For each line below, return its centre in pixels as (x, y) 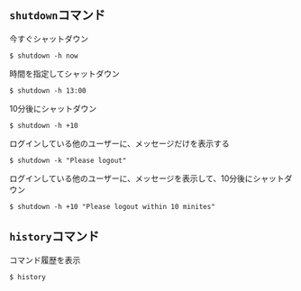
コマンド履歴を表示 (45, 259)
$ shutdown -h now (44, 56)
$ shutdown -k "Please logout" (68, 160)
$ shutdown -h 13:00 (48, 91)
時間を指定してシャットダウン (64, 73)
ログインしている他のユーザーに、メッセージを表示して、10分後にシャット (147, 178)
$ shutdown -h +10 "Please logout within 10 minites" (113, 206)
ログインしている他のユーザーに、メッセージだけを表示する (119, 143)
